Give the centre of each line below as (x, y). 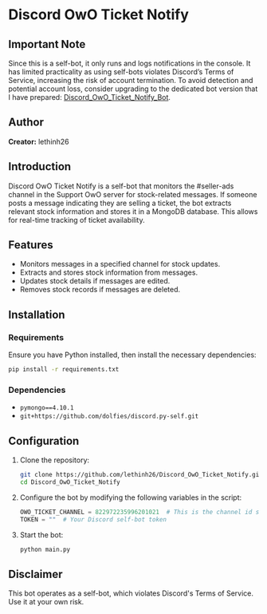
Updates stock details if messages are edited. (95, 281)
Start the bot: (41, 535)
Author (26, 123)
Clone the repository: (55, 460)
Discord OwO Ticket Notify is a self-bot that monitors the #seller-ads (121, 186)
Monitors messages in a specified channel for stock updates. (120, 264)
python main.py (45, 549)
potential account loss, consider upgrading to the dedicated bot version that (133, 89)
